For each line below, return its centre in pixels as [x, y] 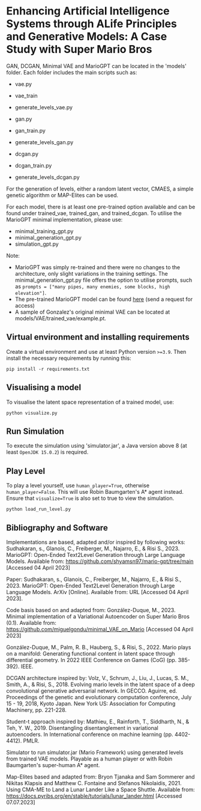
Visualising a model [44, 388]
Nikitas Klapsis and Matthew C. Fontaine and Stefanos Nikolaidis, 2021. [94, 783]
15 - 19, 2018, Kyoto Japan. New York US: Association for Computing [91, 703]
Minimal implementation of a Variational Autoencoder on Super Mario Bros [98, 616]
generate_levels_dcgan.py [47, 177]
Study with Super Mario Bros [79, 50]
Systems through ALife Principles [91, 24]
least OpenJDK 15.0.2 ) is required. [47, 452]
